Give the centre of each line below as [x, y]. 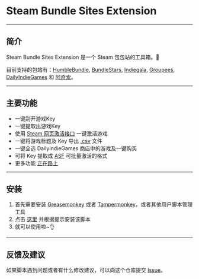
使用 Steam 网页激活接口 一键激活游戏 [61, 133]
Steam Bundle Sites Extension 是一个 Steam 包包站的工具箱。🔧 [83, 57]
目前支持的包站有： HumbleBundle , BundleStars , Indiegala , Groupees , [91, 69]
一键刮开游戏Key [35, 118]
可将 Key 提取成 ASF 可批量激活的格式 [61, 156]
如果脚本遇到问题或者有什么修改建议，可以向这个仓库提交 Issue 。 [86, 270]
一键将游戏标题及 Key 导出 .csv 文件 [58, 141]
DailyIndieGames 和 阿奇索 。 [41, 77]
